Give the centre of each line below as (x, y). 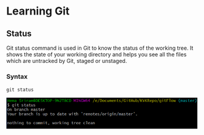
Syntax (17, 76)
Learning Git (38, 11)
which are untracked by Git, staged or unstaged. (67, 61)
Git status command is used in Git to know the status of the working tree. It (100, 48)
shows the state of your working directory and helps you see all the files (97, 54)
